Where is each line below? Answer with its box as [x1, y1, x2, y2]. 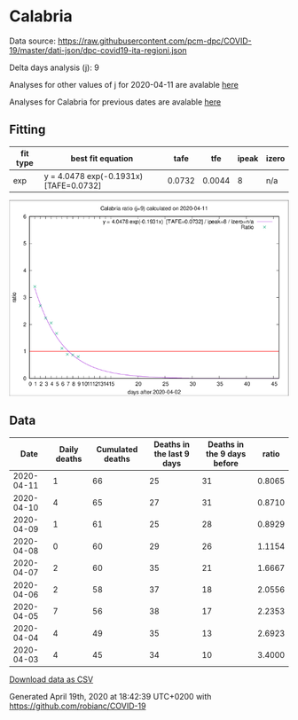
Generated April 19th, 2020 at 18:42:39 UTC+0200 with [9, 691, 212, 701]
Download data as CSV [9, 674, 94, 685]
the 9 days [205, 449, 247, 459]
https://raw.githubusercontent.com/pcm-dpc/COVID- [57, 35, 253, 46]
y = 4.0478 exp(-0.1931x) [43, 170, 144, 181]
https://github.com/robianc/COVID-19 [9, 700, 146, 711]
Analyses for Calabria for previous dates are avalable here [9, 96, 222, 107]
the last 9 [153, 449, 190, 459]
